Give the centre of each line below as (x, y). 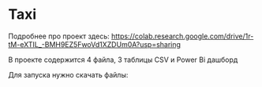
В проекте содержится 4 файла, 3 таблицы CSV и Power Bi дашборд (123, 60)
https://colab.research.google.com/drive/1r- (182, 36)
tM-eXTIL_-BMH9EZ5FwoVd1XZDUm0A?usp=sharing (95, 44)
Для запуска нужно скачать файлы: (68, 74)
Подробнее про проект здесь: (59, 36)
